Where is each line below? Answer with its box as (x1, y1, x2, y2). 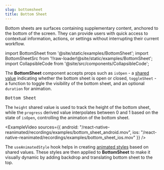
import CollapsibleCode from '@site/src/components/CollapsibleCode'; (5, 61, 149, 66)
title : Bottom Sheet (5, 12, 48, 17)
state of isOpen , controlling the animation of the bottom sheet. (5, 114, 130, 120)
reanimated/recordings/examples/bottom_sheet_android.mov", (5, 129, 132, 135)
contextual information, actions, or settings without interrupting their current (5, 35, 159, 42)
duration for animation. (5, 85, 52, 91)
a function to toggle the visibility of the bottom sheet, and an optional (5, 80, 145, 86)
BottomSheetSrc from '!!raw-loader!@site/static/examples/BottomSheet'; (5, 55, 153, 61)
